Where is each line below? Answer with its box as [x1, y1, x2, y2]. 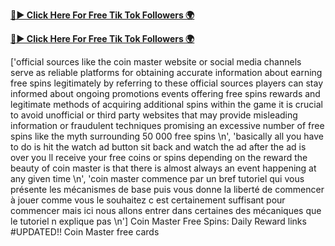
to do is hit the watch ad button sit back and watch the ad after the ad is [10, 141, 307, 153]
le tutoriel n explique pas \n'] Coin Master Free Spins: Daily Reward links [10, 215, 307, 227]
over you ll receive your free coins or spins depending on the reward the [10, 152, 308, 163]
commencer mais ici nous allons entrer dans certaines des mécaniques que [10, 205, 322, 216]
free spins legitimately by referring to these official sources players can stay [10, 77, 324, 89]
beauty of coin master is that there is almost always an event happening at [10, 162, 317, 174]
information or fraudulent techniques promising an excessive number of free [10, 120, 325, 131]
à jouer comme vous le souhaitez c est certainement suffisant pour [10, 194, 286, 206]
